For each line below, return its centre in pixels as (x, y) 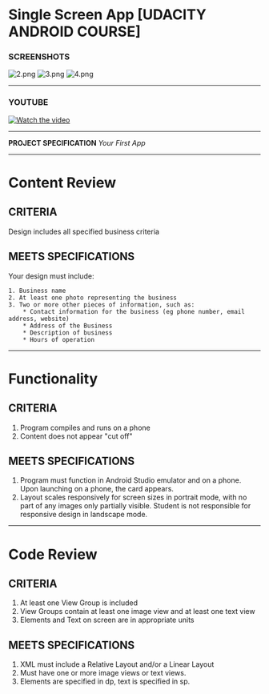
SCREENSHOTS (39, 57)
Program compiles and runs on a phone (85, 427)
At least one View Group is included (79, 603)
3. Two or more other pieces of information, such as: (102, 305)
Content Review (62, 183)
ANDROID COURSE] (75, 32)
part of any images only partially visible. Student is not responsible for (135, 506)
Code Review (53, 554)
